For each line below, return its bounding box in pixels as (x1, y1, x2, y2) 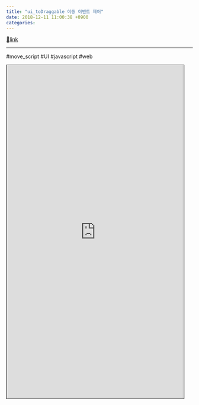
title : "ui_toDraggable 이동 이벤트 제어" (6, 8, 104, 15)
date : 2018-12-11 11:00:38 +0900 (6, 14, 89, 20)
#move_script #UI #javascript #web (6, 53, 93, 60)
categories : (6, 20, 36, 25)
